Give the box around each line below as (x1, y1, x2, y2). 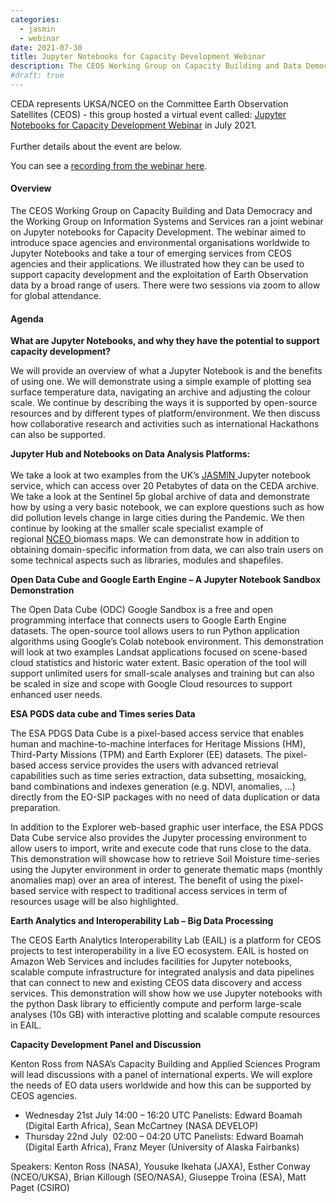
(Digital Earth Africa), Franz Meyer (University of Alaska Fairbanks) (24, 1141, 300, 1153)
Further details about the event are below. (10, 140, 182, 152)
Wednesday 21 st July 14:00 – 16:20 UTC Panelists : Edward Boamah (24, 1109, 303, 1121)
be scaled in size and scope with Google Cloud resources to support (10, 678, 293, 690)
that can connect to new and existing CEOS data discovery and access (10, 977, 303, 989)
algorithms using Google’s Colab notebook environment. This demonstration (10, 636, 324, 648)
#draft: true (10, 71, 65, 81)
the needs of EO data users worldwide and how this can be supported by (10, 1079, 312, 1091)
